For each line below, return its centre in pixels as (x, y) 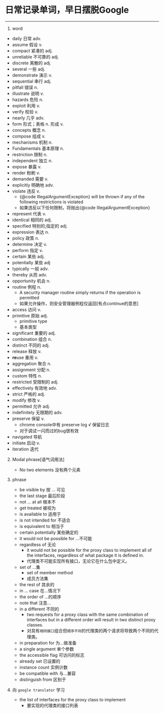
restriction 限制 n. (30, 154)
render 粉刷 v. (26, 173)
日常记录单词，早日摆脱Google (67, 10)
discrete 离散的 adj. (31, 63)
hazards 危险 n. (28, 99)
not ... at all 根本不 (38, 502)
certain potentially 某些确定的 (49, 532)
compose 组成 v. (29, 136)
